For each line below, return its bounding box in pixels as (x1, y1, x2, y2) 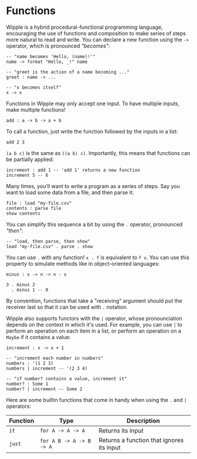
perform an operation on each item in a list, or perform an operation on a (6, 327, 182, 334)
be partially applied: (6, 156, 54, 163)
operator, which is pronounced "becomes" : (6, 42, 110, 49)
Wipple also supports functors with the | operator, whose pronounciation (6, 314, 183, 321)
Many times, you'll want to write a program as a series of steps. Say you (6, 182, 180, 189)
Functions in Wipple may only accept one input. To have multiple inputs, (6, 100, 180, 107)
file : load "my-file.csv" (6, 200, 72, 206)
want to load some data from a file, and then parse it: (6, 189, 134, 196)
